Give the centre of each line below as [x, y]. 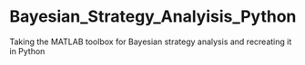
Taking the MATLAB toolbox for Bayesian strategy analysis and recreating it [151, 42]
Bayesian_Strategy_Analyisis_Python [153, 17]
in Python [27, 51]
